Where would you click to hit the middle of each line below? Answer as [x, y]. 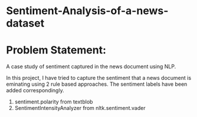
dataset [25, 23]
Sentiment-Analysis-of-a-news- [87, 11]
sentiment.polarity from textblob [54, 102]
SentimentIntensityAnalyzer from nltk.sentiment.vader [80, 108]
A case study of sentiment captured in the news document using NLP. [91, 66]
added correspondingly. [35, 91]
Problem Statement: [56, 50]
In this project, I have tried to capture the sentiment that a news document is [99, 78]
